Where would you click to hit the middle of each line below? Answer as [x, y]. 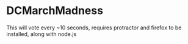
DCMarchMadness [55, 11]
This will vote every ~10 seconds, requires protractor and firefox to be [94, 28]
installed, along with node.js [42, 34]
